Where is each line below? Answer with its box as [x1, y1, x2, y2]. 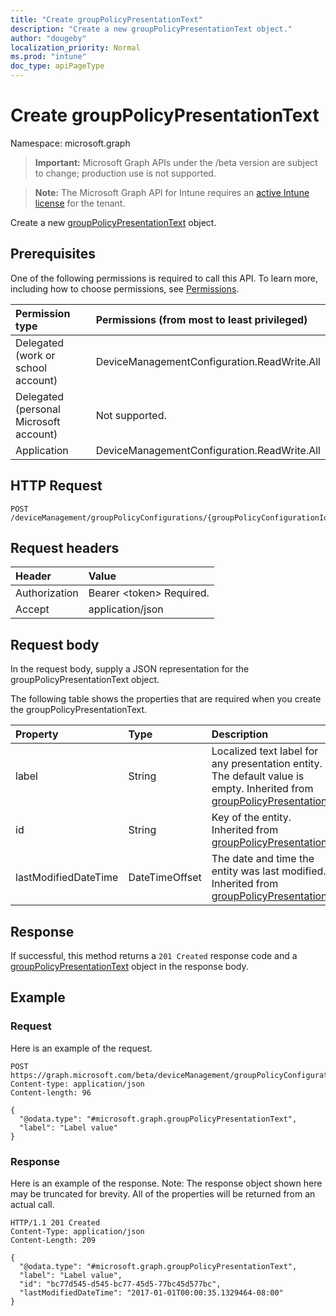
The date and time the [211, 852, 315, 866]
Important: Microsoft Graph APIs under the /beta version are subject [34, 156, 318, 168]
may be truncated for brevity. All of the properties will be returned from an [10, 1187, 316, 1200]
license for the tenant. [34, 197, 126, 209]
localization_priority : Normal [10, 42, 141, 53]
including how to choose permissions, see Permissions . [10, 282, 240, 295]
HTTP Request [10, 477, 103, 495]
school [15, 361, 48, 375]
